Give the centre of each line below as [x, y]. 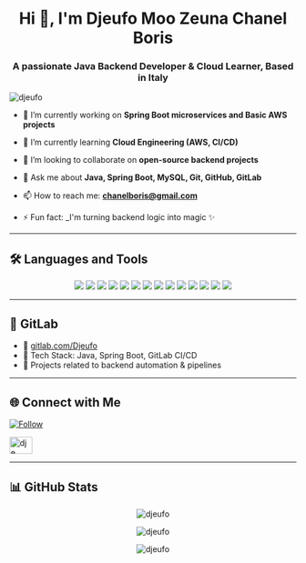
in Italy [153, 78]
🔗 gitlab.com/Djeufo [60, 346]
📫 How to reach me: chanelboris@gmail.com [110, 196]
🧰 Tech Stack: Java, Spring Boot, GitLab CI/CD [110, 356]
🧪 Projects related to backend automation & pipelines [122, 365]
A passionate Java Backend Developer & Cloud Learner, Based [153, 66]
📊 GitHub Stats [54, 487]
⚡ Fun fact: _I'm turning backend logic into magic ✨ [119, 217]
